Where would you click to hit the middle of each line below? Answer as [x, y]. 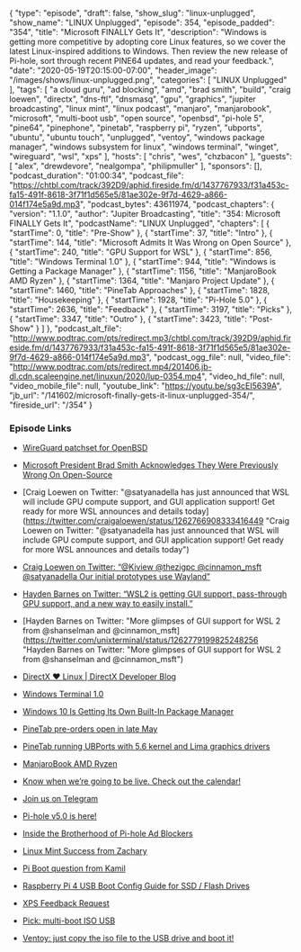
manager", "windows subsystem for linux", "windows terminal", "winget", [144, 147]
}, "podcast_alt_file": [84, 328]
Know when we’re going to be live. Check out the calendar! [131, 781]
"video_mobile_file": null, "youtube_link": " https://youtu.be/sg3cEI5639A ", [146, 386]
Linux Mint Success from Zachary [85, 851]
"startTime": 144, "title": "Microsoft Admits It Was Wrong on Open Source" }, [150, 242]
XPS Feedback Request [66, 903]
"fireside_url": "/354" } [51, 405]
